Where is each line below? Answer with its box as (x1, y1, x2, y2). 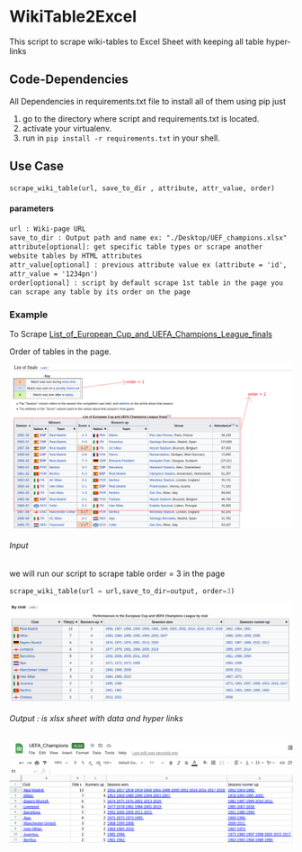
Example (9, 308, 49, 321)
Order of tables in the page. (9, 345, 112, 357)
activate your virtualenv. (22, 123, 112, 133)
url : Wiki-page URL (9, 224, 87, 234)
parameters (9, 203, 54, 214)
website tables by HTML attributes (9, 251, 143, 261)
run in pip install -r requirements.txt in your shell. (22, 133, 220, 143)
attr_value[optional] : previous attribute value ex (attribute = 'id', (9, 260, 288, 270)
